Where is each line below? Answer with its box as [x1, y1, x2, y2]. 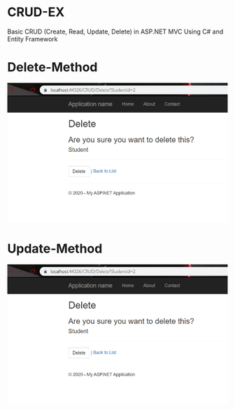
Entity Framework [7, 34, 58, 43]
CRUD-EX [7, 4, 65, 20]
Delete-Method [7, 59, 98, 76]
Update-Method [7, 241, 103, 256]
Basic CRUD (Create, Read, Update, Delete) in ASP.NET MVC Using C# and [7, 27, 224, 36]
